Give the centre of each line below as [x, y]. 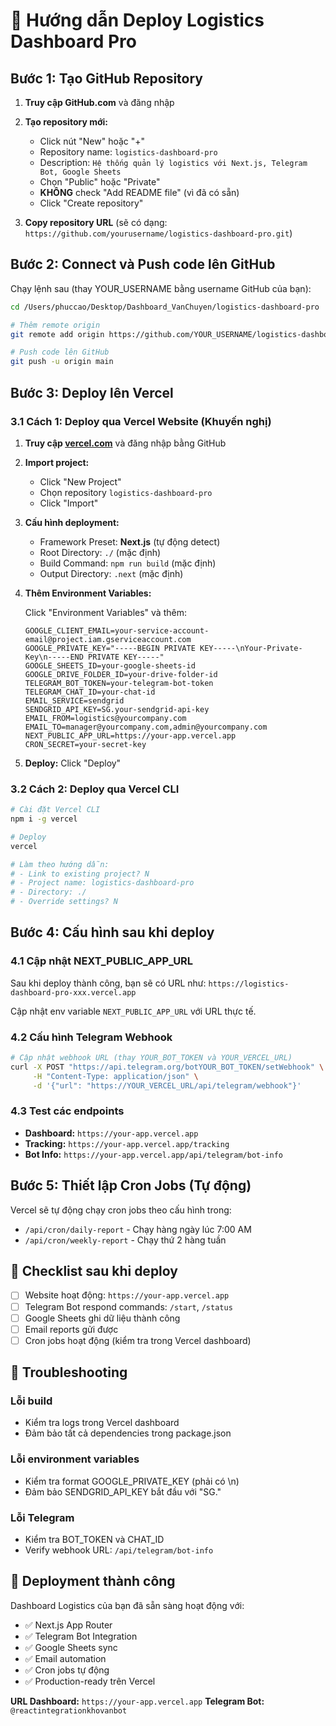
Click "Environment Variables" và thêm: [105, 612]
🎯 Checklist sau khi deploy [94, 1271]
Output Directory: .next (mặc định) [111, 573]
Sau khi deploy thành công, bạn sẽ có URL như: [108, 983]
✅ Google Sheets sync [71, 1647]
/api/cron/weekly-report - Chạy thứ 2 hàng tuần [125, 1240]
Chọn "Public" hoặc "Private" [100, 182]
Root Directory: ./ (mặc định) [100, 552]
